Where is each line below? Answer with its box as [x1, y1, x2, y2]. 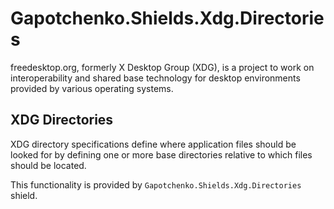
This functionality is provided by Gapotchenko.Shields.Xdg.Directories [10, 178, 302, 191]
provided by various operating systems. [10, 82, 174, 94]
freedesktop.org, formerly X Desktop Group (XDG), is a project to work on [10, 61, 315, 73]
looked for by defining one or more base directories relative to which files [10, 148, 313, 161]
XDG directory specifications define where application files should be [10, 138, 297, 150]
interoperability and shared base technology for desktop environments [10, 72, 301, 84]
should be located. [10, 159, 87, 171]
